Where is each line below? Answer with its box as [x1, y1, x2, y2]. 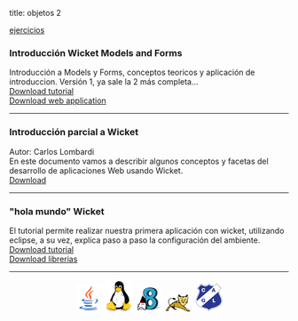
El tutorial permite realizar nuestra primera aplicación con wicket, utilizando [9, 225, 285, 236]
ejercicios [9, 25, 45, 35]
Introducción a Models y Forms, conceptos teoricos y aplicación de [9, 67, 255, 78]
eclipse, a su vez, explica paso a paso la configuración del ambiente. [9, 235, 261, 245]
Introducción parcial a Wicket [9, 126, 139, 139]
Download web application [9, 95, 106, 106]
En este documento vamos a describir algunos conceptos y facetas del [9, 156, 269, 166]
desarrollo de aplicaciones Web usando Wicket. [9, 165, 184, 176]
